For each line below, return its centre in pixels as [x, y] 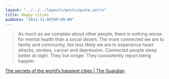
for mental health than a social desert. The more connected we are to [91, 39]
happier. [27, 61]
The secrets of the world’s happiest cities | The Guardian [65, 71]
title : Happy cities [27, 15]
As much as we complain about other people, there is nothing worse [90, 34]
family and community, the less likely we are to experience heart [86, 45]
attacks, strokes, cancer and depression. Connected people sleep [87, 50]
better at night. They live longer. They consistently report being [84, 56]
